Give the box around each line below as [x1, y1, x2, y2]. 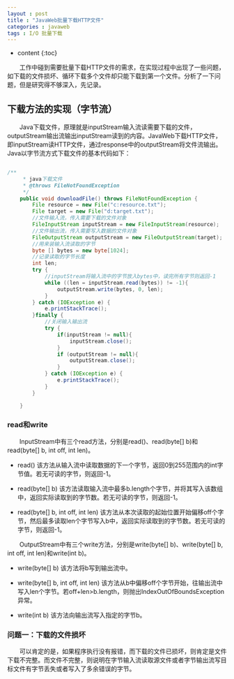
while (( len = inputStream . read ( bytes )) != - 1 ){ [44, 279, 189, 286]
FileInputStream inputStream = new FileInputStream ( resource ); [32, 221, 219, 228]
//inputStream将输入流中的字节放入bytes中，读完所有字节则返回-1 [44, 273, 216, 280]
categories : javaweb [7, 23, 70, 30]
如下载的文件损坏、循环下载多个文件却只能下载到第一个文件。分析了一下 [7, 72, 214, 80]
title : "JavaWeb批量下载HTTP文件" [7, 17, 104, 24]
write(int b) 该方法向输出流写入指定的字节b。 [17, 611, 146, 619]
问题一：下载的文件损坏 [7, 629, 86, 639]
